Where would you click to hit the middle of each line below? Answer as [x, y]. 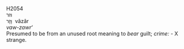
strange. [16, 40]
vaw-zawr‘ [19, 27]
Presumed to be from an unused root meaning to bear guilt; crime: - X [92, 34]
